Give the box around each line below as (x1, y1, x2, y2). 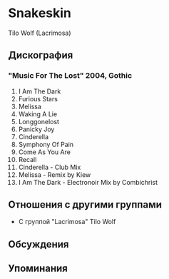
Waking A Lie (18, 109, 58, 118)
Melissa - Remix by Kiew (18, 170, 91, 179)
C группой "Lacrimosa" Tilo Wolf (18, 218, 116, 226)
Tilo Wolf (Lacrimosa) (8, 29, 71, 37)
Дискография (8, 49, 73, 61)
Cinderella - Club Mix (18, 163, 81, 171)
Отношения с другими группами (8, 198, 163, 211)
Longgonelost (18, 117, 60, 126)
